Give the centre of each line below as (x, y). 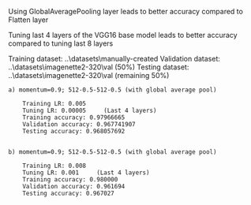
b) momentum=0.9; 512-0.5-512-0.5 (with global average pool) (112, 152)
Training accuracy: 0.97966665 (74, 117)
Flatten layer (28, 20)
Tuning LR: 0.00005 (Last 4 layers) (90, 110)
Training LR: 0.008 (54, 166)
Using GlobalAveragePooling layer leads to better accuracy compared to (126, 11)
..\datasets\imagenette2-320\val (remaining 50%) (89, 75)
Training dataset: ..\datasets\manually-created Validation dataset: (114, 59)
